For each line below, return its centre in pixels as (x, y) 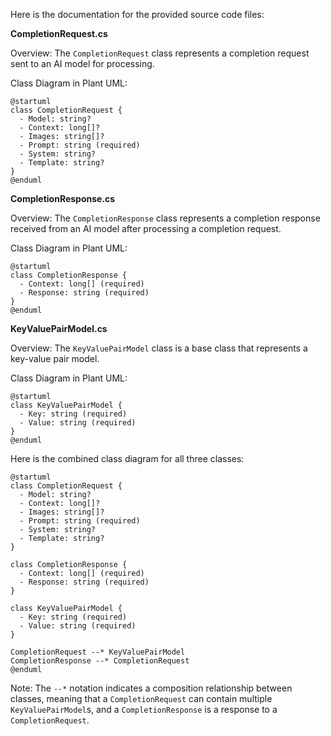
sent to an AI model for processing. (82, 63)
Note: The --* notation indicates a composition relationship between (151, 688)
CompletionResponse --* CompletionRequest (100, 661)
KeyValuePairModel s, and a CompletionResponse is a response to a (144, 709)
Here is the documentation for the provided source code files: (137, 14)
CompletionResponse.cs (63, 198)
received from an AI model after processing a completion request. (146, 228)
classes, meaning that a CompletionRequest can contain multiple (141, 698)
